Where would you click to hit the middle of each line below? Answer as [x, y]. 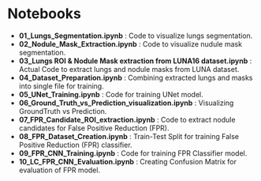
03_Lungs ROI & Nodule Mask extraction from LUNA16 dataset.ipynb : [135, 61]
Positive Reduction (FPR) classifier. [75, 145]
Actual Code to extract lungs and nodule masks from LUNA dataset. [129, 69]
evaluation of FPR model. [59, 170]
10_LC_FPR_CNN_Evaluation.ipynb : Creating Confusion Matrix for [128, 161]
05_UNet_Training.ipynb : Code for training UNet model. [111, 94]
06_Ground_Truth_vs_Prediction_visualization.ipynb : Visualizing [126, 103]
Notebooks [45, 14]
